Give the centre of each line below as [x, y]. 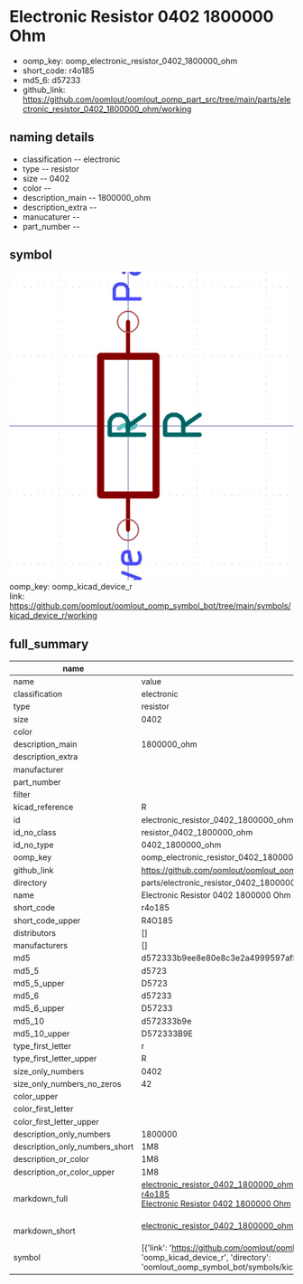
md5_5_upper [39, 983]
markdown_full [41, 1199]
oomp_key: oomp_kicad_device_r [71, 587]
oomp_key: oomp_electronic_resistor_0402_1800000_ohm [130, 61]
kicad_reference [43, 807]
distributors [35, 932]
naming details [52, 137]
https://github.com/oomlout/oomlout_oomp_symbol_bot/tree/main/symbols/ [150, 606]
